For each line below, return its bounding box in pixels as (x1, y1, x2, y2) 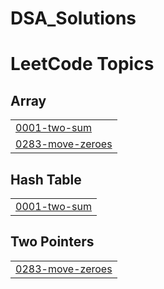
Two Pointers (10, 233, 95, 251)
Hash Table (10, 171, 82, 188)
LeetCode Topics (10, 53, 155, 76)
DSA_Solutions (10, 7, 137, 30)
